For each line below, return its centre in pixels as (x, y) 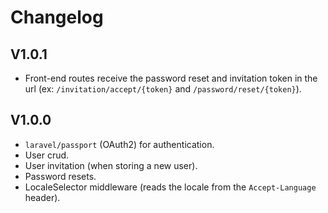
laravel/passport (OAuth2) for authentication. (119, 144)
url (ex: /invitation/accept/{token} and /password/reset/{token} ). (163, 89)
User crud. (47, 155)
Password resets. (60, 176)
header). (42, 197)
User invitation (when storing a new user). (111, 165)
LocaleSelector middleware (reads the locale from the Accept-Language (170, 187)
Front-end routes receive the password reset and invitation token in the (171, 78)
